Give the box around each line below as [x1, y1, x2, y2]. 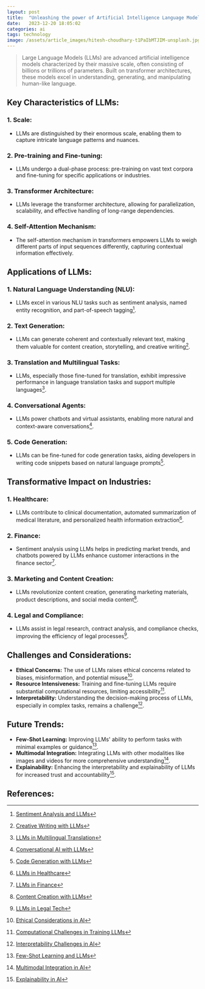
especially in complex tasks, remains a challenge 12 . [15, 701, 145, 709]
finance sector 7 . [15, 558, 57, 567]
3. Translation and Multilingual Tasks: [7, 358, 120, 366]
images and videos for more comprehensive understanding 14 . [15, 756, 171, 764]
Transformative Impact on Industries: [7, 477, 151, 487]
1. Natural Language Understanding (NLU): [7, 285, 135, 293]
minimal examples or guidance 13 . [15, 742, 99, 750]
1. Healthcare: [7, 495, 49, 503]
